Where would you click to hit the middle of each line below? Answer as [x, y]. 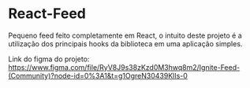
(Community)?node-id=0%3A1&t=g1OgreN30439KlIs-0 [98, 75]
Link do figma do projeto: [49, 59]
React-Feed [47, 14]
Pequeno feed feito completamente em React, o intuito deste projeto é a [125, 35]
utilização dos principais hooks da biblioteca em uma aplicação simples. [125, 43]
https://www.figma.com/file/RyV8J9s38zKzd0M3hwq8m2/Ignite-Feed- [124, 67]
